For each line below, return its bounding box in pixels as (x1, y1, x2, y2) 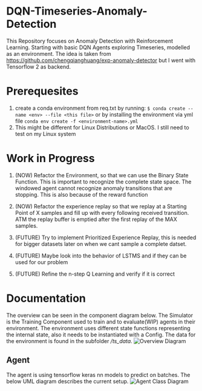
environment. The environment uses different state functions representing (6, 324, 191, 331)
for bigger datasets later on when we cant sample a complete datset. (15, 240, 187, 247)
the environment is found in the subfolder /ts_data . (6, 337, 133, 344)
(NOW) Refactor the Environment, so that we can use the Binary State (15, 171, 189, 178)
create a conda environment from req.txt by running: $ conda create (15, 104, 186, 112)
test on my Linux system (15, 130, 76, 137)
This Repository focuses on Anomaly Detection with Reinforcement (6, 37, 174, 44)
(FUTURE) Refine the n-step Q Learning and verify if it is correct (15, 270, 175, 277)
